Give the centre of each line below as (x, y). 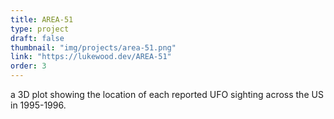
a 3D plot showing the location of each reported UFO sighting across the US (167, 94)
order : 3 (28, 66)
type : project (40, 29)
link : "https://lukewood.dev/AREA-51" (91, 57)
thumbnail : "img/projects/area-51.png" (93, 47)
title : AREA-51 (42, 19)
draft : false (37, 38)
